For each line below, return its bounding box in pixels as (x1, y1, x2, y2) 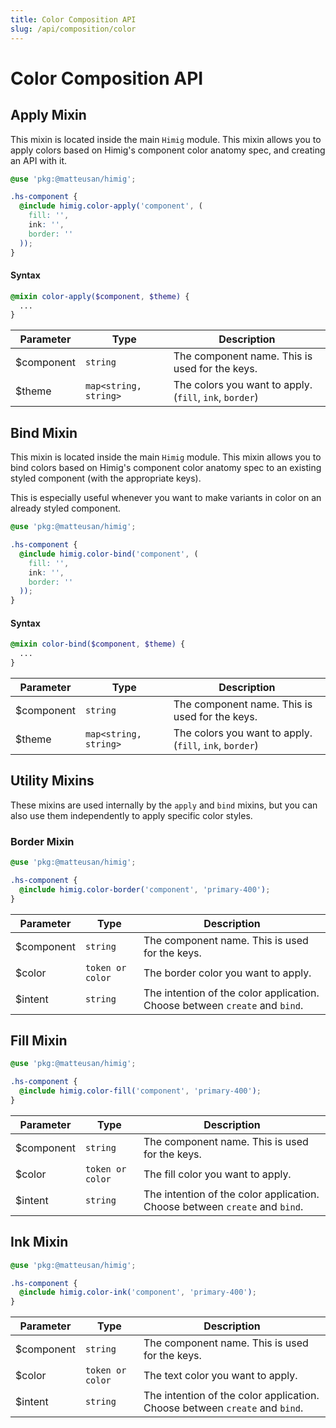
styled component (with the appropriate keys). (10, 472, 202, 485)
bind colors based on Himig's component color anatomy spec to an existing (10, 462, 322, 474)
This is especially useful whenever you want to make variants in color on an (10, 492, 322, 504)
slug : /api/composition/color (10, 24, 137, 34)
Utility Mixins (10, 772, 95, 790)
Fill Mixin (10, 1032, 68, 1049)
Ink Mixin (10, 1234, 69, 1251)
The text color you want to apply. (143, 1369, 298, 1383)
